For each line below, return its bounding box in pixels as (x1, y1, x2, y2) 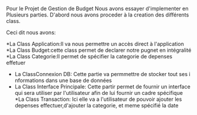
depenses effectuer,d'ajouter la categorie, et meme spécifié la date (14, 102, 179, 109)
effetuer (6, 59, 26, 66)
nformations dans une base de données (14, 77, 112, 84)
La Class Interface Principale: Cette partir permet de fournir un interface (14, 83, 190, 90)
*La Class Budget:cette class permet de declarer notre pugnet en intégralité (6, 47, 192, 54)
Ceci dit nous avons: (6, 29, 56, 36)
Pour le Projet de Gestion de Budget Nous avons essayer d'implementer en (6, 5, 189, 12)
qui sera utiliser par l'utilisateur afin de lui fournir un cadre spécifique (14, 90, 183, 96)
